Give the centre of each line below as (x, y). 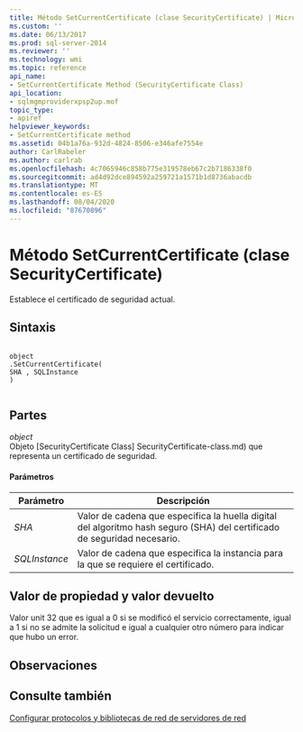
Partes (28, 415)
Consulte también (60, 696)
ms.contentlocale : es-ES (56, 194)
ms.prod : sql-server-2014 (58, 43)
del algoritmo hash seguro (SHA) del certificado (179, 526)
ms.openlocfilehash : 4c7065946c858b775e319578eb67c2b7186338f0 (131, 169)
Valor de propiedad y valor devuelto (112, 596)
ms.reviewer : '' (40, 51)
